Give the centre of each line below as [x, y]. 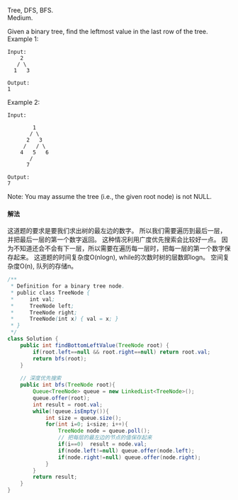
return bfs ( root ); [60, 358]
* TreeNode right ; [44, 312]
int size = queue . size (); [83, 418]
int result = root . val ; [68, 404]
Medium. [20, 18]
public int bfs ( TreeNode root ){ [68, 385]
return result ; [55, 477]
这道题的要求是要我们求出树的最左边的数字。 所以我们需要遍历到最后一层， [117, 231]
